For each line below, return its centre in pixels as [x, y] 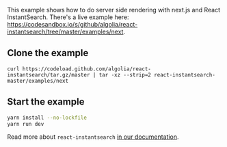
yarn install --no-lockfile [47, 118]
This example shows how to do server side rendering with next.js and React [114, 10]
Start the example [46, 102]
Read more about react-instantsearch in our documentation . [93, 137]
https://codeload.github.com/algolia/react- [87, 69]
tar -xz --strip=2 [125, 75]
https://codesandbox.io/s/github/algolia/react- [72, 24]
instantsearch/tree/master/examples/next [65, 31]
